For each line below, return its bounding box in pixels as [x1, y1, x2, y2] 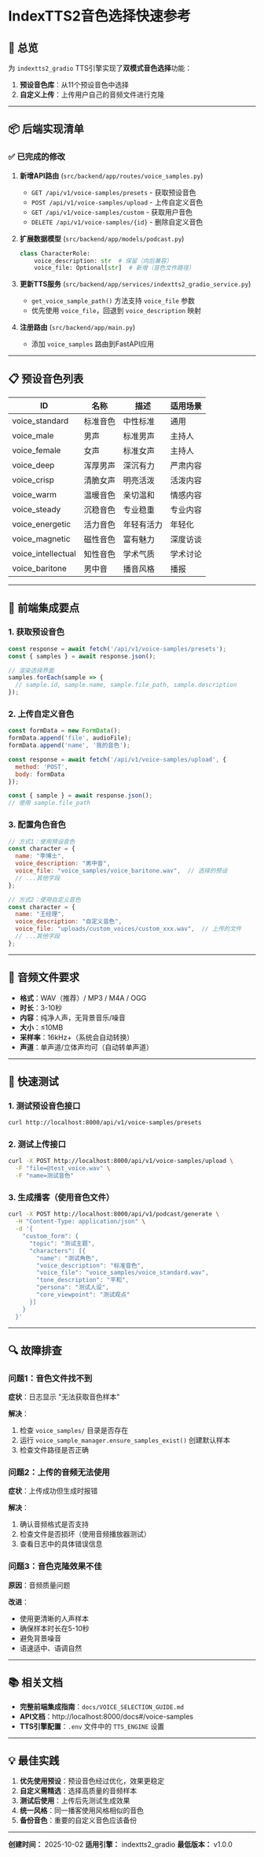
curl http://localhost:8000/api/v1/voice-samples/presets [8, 1119, 202, 1127]
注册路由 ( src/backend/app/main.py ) [19, 323, 136, 332]
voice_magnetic [12, 533, 71, 545]
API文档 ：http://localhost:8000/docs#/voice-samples [19, 1711, 194, 1721]
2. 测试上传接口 [8, 1139, 67, 1150]
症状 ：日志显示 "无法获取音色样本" [8, 1392, 120, 1401]
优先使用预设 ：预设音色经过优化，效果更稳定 [19, 1776, 165, 1786]
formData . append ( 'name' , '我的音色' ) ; [8, 741, 131, 750]
